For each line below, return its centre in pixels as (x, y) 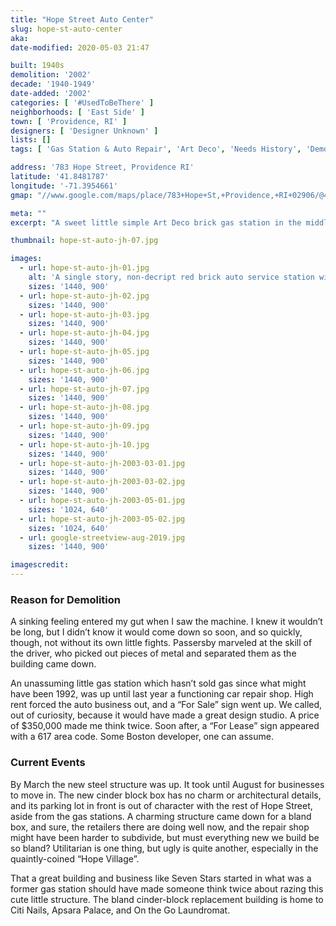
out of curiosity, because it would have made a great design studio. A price (165, 715)
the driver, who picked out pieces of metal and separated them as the (153, 653)
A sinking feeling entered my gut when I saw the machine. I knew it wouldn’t (166, 622)
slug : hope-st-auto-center (66, 29)
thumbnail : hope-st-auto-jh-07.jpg (84, 241)
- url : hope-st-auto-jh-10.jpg (84, 444)
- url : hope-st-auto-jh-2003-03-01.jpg (102, 463)
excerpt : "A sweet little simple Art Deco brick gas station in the (156, 222)
